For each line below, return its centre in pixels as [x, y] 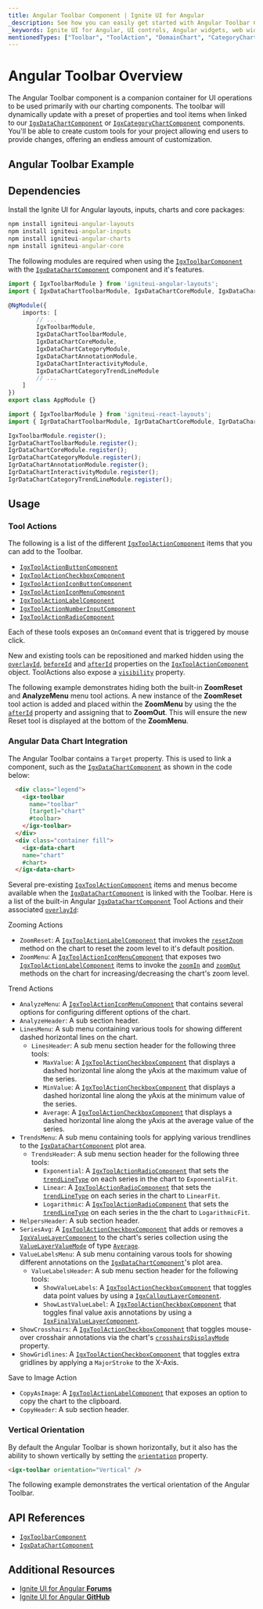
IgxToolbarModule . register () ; [58, 436]
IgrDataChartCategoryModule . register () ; [75, 458]
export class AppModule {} [52, 400]
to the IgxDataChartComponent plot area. [83, 1146]
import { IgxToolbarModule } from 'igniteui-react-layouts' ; [110, 414]
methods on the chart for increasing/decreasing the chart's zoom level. [134, 973]
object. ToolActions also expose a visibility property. [97, 673]
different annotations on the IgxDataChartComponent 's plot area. [121, 1262]
